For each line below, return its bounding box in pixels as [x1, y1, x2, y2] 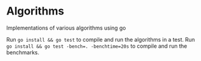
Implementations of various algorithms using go [6, 24, 126, 31]
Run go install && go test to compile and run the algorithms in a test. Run [6, 36, 196, 43]
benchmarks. [6, 48, 40, 56]
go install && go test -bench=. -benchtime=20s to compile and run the [6, 42, 188, 50]
